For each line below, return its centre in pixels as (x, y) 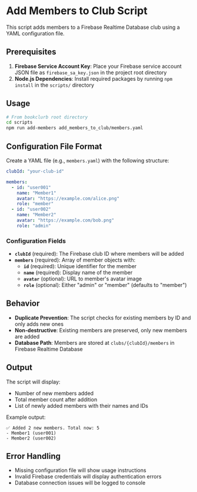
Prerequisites (31, 52)
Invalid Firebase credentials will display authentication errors (88, 477)
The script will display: (33, 382)
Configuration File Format (54, 146)
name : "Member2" (37, 215)
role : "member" (35, 204)
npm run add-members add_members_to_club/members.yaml (75, 128)
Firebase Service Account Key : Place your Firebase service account (98, 66)
